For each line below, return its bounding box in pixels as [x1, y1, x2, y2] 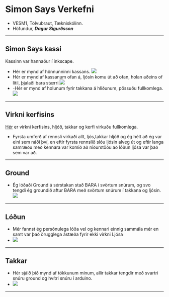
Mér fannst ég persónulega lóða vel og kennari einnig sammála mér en [12, 226, 159, 232]
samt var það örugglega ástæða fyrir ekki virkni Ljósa [12, 231, 123, 237]
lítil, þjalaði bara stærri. [12, 79, 60, 86]
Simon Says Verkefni [5, 4, 95, 15]
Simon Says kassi [5, 45, 62, 53]
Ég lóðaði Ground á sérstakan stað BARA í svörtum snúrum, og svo [12, 182, 151, 188]
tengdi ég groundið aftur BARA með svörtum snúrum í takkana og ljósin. [12, 187, 161, 193]
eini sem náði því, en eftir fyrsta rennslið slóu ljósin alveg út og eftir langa [12, 139, 164, 145]
